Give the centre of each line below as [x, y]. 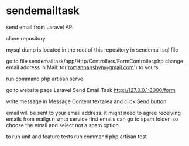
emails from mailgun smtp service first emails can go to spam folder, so [92, 119]
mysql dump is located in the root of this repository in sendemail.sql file [92, 50]
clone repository [26, 38]
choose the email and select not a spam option [62, 125]
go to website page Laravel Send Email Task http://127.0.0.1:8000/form [91, 90]
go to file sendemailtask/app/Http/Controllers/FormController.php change [94, 61]
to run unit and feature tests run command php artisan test [77, 137]
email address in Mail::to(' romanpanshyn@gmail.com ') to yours [82, 67]
